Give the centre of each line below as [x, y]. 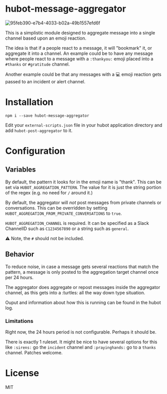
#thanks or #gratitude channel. [37, 64]
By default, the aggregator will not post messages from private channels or [83, 202]
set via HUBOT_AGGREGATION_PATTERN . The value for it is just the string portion [83, 187]
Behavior [20, 254]
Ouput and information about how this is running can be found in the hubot [83, 302]
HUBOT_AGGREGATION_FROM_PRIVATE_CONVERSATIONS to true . [64, 213]
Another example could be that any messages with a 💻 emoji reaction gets [83, 74]
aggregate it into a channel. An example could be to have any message [79, 53]
